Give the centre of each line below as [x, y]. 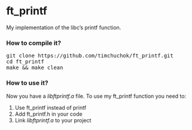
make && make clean [35, 68]
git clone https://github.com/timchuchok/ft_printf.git [90, 56]
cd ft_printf [25, 62]
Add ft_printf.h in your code [48, 114]
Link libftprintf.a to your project [53, 120]
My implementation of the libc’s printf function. [64, 27]
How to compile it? [34, 43]
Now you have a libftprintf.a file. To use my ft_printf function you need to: [96, 96]
